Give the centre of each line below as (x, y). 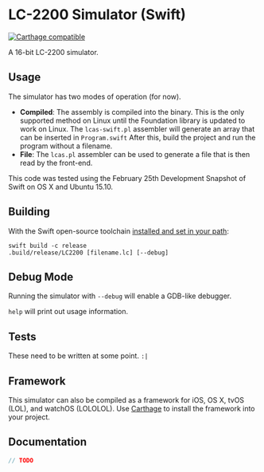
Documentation (48, 442)
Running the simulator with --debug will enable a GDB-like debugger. (120, 296)
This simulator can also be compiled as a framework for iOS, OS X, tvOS (126, 400)
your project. (29, 417)
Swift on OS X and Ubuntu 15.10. (61, 187)
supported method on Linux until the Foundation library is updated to (132, 120)
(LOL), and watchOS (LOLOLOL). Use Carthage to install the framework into (132, 409)
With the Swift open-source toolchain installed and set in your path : (118, 231)
